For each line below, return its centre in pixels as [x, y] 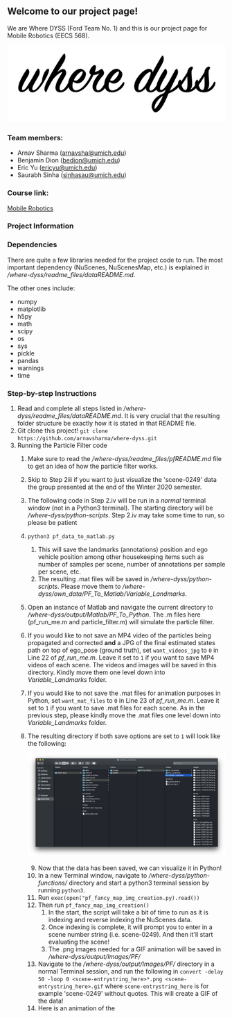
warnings [30, 368]
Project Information [41, 226]
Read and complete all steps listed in [70, 408]
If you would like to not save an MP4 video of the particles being [119, 635]
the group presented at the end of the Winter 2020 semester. [115, 487]
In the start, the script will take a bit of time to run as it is [128, 912]
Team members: [35, 137]
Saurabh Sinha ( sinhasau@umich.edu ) [72, 175]
